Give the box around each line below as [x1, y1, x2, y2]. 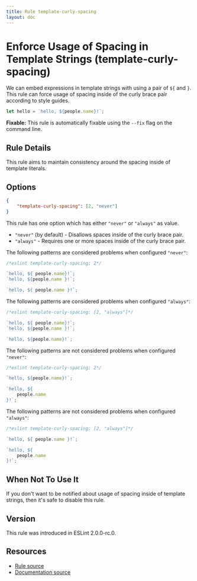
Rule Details [6, 143, 51, 153]
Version [6, 513, 35, 523]
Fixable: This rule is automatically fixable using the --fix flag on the [6, 119, 173, 126]
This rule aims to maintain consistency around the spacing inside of [6, 158, 170, 166]
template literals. [6, 165, 47, 172]
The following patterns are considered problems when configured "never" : [6, 248, 188, 256]
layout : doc [6, 14, 35, 20]
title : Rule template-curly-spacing [6, 8, 96, 15]
